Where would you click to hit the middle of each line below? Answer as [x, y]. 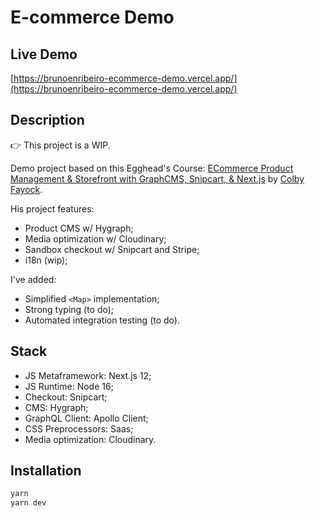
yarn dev [28, 503]
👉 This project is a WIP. [60, 145]
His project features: [52, 208]
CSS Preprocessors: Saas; [79, 428]
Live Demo [44, 54]
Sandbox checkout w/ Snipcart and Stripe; [112, 249]
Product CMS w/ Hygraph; [79, 228]
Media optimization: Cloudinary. [90, 439]
